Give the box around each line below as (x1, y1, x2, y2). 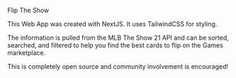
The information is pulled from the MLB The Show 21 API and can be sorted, (7, 33, 229, 42)
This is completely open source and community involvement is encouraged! (7, 62, 229, 70)
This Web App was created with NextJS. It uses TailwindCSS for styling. (7, 20, 218, 28)
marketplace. (7, 49, 46, 57)
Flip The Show (7, 6, 50, 14)
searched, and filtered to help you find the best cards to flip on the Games (7, 41, 223, 49)
